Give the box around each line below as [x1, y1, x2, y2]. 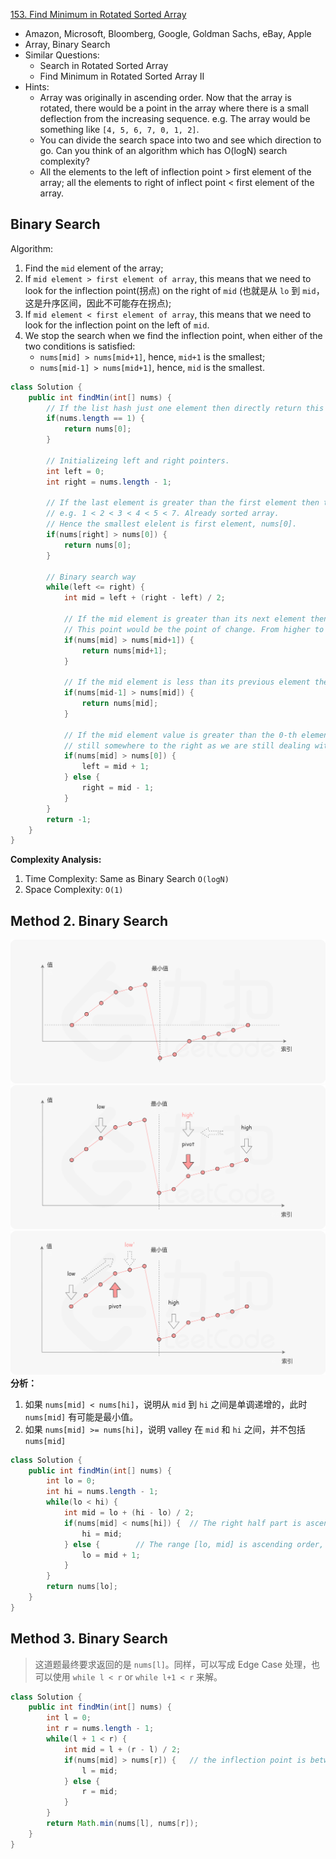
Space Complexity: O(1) [24, 884, 124, 896]
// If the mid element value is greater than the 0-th [63, 730, 298, 740]
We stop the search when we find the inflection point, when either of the [24, 329, 323, 341]
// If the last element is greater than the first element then [46, 498, 320, 508]
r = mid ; [81, 1787, 118, 1797]
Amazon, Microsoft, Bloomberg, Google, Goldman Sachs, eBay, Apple [24, 28, 312, 39]
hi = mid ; [81, 1529, 123, 1539]
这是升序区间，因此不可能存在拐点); [24, 297, 172, 309]
